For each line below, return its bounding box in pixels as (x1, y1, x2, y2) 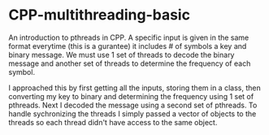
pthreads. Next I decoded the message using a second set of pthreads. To (8, 100, 258, 110)
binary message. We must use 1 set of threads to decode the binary (8, 50, 235, 59)
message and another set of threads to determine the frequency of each (8, 59, 251, 68)
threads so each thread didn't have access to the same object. (8, 117, 218, 127)
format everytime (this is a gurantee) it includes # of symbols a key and (8, 41, 247, 50)
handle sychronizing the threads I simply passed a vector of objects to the (8, 108, 257, 119)
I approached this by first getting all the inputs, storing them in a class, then (8, 83, 262, 93)
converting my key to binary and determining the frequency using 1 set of (8, 91, 254, 101)
